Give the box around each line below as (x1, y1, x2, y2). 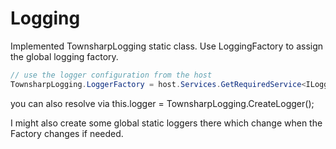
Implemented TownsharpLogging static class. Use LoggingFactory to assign (10, 40, 324, 52)
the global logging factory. (10, 50, 119, 62)
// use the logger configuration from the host (10, 70, 213, 80)
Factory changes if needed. (10, 127, 124, 139)
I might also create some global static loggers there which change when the (10, 117, 323, 129)
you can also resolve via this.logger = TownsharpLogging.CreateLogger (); (10, 97, 315, 109)
